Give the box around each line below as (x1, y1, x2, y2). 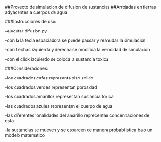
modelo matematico (5, 132, 45, 138)
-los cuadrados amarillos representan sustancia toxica (5, 94, 114, 99)
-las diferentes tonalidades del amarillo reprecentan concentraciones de (5, 112, 150, 118)
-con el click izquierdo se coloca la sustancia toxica (5, 56, 108, 62)
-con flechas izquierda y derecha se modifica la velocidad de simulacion (5, 47, 150, 52)
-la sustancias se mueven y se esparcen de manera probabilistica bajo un (5, 127, 153, 133)
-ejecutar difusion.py (5, 28, 47, 33)
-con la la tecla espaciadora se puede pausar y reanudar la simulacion (5, 37, 146, 43)
